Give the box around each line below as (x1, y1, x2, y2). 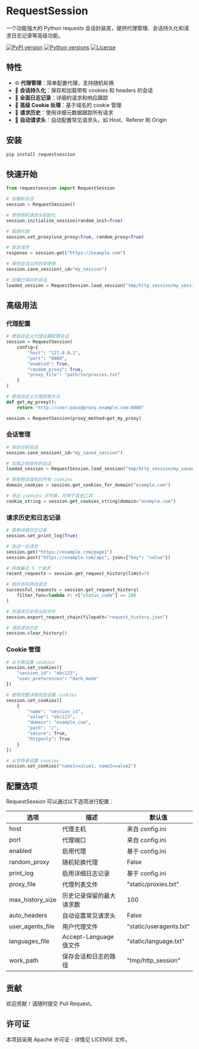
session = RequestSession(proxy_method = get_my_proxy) (6, 415, 142, 421)
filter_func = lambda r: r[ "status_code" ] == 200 (17, 592, 136, 599)
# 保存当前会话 (6, 444, 38, 450)
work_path (9, 957, 38, 965)
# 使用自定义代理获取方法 (6, 394, 60, 400)
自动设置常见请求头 (62, 912, 116, 920)
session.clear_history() (6, 630, 68, 636)
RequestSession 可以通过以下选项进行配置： (6, 798, 114, 805)
